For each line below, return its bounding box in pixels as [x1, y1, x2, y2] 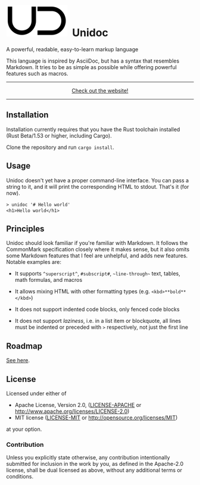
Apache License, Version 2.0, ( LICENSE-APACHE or [14, 402, 142, 408]
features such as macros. [6, 70, 68, 77]
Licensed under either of [6, 390, 67, 397]
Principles [6, 223, 45, 234]
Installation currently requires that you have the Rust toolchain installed [6, 126, 180, 133]
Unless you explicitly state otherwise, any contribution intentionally [6, 454, 170, 461]
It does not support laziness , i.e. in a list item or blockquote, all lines [14, 318, 182, 325]
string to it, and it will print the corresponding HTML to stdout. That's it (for [6, 183, 189, 190]
